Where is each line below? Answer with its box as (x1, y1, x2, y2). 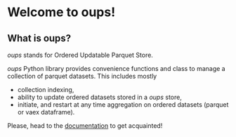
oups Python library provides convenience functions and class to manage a (7, 65, 226, 72)
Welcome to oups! (7, 4, 116, 20)
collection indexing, (17, 86, 74, 93)
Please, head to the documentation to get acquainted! (7, 122, 163, 130)
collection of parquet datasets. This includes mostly (7, 72, 157, 80)
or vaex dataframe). (17, 108, 75, 116)
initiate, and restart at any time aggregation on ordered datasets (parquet (17, 100, 229, 109)
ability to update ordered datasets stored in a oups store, (17, 93, 183, 101)
